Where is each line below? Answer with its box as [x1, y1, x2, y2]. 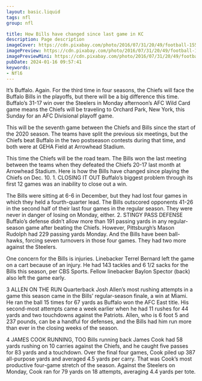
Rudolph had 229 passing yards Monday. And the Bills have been [6, 230, 168, 238]
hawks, [6, 237, 24, 244]
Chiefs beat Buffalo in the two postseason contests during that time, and [6, 137, 186, 144]
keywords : [6, 65, 31, 71]
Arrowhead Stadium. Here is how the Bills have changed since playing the [6, 168, 189, 175]
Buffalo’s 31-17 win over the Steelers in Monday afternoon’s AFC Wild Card [6, 99, 191, 107]
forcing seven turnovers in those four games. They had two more [25, 237, 186, 244]
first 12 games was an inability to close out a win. [6, 180, 127, 187]
